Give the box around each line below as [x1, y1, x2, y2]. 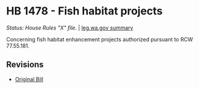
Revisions [6, 60, 44, 70]
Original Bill [14, 75, 44, 82]
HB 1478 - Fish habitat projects [6, 4, 163, 18]
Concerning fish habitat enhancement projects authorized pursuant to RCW [6, 35, 194, 43]
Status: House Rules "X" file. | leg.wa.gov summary [6, 24, 133, 31]
